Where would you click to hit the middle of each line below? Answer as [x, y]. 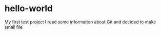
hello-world [29, 8]
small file [14, 27]
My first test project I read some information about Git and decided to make [80, 22]
